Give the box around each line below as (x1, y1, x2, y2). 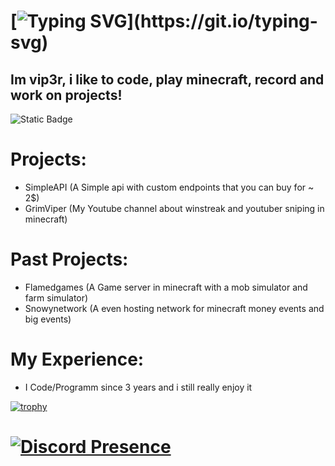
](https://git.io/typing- (126, 10, 318, 33)
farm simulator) (24, 291, 89, 304)
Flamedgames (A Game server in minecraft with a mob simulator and (24, 281, 308, 293)
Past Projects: (10, 248, 129, 271)
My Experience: (10, 348, 145, 371)
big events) (24, 313, 72, 325)
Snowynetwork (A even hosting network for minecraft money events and (24, 302, 325, 314)
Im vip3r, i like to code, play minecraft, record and (10, 71, 325, 88)
